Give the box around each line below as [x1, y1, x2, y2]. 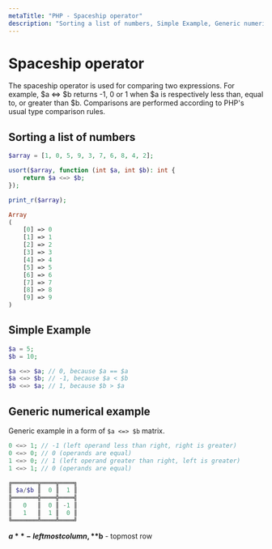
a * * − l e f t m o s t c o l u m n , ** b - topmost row [8, 531, 152, 541]
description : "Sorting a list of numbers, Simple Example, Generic [8, 19, 241, 28]
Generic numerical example [8, 404, 151, 418]
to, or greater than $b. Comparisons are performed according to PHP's [8, 98, 244, 108]
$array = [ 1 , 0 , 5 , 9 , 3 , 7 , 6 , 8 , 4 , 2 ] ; [8, 151, 154, 160]
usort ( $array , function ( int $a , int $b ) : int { [8, 167, 176, 175]
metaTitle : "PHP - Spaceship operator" [8, 11, 143, 20]
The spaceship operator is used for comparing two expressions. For [8, 81, 235, 91]
